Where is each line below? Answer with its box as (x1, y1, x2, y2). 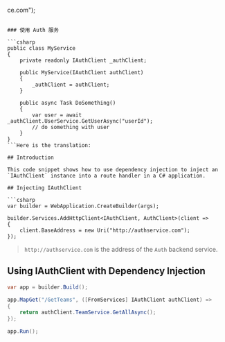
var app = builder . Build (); (7, 284, 89, 291)
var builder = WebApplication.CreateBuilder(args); (7, 203, 159, 210)
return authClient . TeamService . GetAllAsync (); (19, 309, 156, 316)
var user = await (32, 112, 82, 119)
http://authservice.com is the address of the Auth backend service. (24, 246, 218, 253)
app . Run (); (7, 328, 39, 335)
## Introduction (7, 154, 54, 161)
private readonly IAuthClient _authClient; (19, 57, 147, 64)
